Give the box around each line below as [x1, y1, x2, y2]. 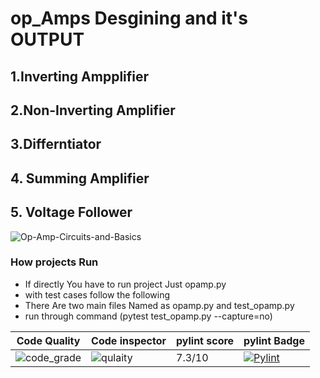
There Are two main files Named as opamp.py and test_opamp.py [24, 299, 295, 311]
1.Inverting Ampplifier [10, 68, 150, 85]
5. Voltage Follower [10, 204, 133, 221]
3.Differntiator [10, 136, 102, 153]
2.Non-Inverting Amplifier [10, 102, 176, 119]
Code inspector [91, 333, 167, 347]
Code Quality [16, 333, 81, 347]
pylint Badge [243, 333, 305, 347]
